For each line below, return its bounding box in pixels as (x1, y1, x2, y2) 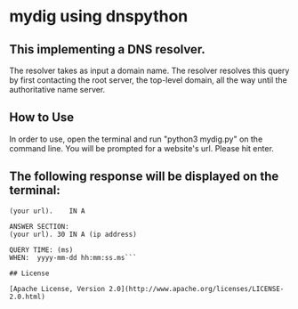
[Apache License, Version (9, 284, 105, 293)
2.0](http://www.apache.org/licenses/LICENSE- (108, 284, 285, 293)
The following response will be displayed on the (9, 169, 279, 184)
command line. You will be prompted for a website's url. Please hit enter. (9, 142, 274, 153)
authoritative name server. (9, 85, 106, 94)
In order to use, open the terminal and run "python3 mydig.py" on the (9, 134, 263, 144)
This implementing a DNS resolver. (9, 42, 206, 57)
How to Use (9, 110, 75, 126)
